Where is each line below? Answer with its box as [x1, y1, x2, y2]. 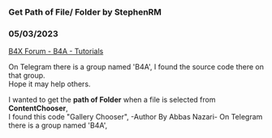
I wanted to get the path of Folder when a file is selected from [8, 95, 216, 105]
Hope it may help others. [8, 79, 91, 89]
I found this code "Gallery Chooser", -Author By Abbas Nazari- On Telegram [8, 112, 263, 122]
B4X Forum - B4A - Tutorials [8, 47, 104, 56]
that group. [8, 71, 46, 81]
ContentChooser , [8, 103, 69, 113]
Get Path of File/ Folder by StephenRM [8, 6, 162, 18]
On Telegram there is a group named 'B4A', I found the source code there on [8, 62, 264, 72]
